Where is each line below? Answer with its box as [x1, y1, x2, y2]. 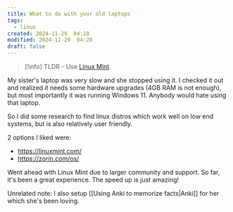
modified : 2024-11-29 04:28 [7, 37, 93, 44]
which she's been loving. [7, 197, 80, 205]
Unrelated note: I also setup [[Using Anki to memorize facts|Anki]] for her [7, 189, 220, 197]
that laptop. [7, 99, 41, 106]
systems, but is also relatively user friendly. [7, 120, 133, 127]
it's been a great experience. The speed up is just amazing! [7, 175, 180, 184]
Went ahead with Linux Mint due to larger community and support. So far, [7, 168, 220, 176]
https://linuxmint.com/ [17, 147, 82, 155]
